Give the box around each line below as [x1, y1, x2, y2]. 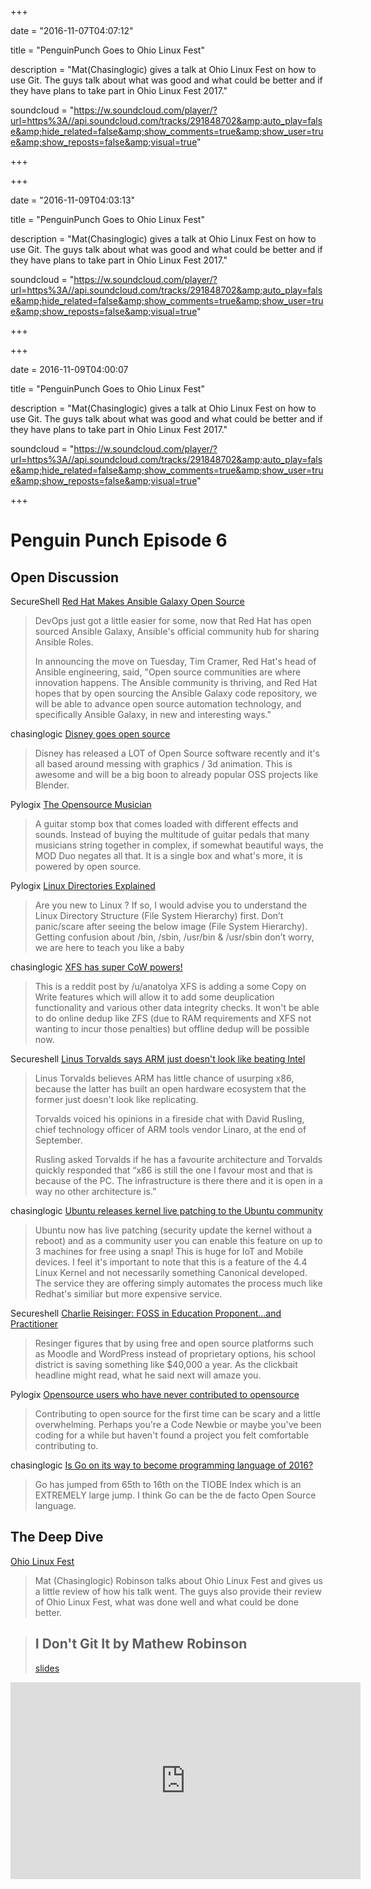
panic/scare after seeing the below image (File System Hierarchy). [34, 921, 308, 932]
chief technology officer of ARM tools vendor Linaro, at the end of [34, 1124, 307, 1135]
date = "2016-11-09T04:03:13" [10, 194, 136, 206]
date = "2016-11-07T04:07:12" [10, 25, 134, 36]
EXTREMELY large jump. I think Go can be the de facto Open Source [34, 1489, 317, 1501]
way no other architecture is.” [34, 1186, 157, 1197]
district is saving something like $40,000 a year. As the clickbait [34, 1359, 298, 1370]
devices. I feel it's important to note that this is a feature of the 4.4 [34, 1256, 308, 1268]
